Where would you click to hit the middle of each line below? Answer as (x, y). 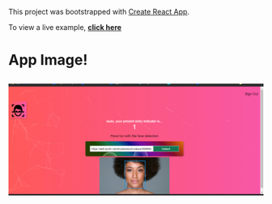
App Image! (48, 60)
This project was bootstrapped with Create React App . (99, 12)
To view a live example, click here (65, 27)
